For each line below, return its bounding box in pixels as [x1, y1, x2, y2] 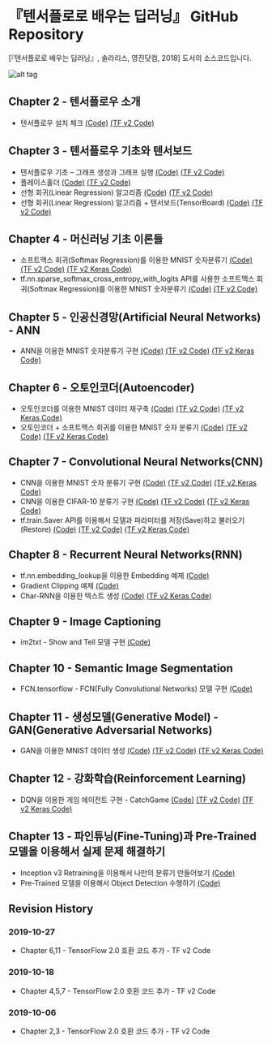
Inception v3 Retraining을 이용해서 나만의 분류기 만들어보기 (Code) [19, 868, 236, 878]
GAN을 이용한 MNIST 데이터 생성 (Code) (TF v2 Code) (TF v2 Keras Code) [19, 746, 264, 756]
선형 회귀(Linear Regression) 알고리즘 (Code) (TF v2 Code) [19, 188, 214, 197]
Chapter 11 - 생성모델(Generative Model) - [8, 710, 219, 723]
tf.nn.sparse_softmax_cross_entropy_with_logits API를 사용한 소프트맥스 [19, 274, 255, 284]
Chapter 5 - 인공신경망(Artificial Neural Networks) [8, 310, 261, 324]
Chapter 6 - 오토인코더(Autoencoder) [8, 381, 195, 395]
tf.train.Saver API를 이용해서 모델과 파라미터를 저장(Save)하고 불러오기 [19, 515, 245, 524]
